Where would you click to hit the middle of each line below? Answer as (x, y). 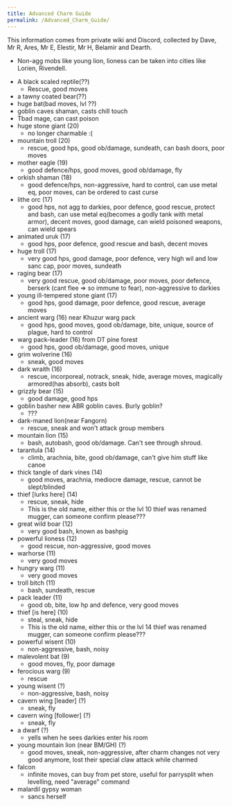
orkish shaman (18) (44, 177)
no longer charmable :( (60, 133)
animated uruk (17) (44, 236)
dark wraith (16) (39, 369)
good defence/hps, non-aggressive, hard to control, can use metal (123, 185)
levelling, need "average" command (79, 782)
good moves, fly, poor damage (71, 664)
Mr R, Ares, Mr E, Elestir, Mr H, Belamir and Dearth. (80, 47)
